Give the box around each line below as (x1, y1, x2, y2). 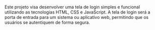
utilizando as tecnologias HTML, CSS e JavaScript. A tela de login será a (4, 9, 151, 15)
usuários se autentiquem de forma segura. (4, 19, 90, 25)
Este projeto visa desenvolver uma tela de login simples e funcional (4, 4, 140, 10)
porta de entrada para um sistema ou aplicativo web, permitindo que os (4, 15, 149, 20)
